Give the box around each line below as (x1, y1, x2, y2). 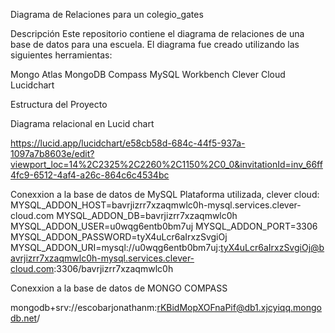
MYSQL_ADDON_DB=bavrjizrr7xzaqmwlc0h (56, 210, 238, 221)
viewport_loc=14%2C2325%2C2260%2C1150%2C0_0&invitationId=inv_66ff (10, 159, 323, 170)
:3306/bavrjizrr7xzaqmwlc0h (53, 263, 174, 274)
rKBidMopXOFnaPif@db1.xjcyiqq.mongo (156, 302, 322, 313)
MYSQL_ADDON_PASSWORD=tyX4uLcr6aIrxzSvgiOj (10, 231, 228, 243)
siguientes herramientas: (10, 49, 113, 61)
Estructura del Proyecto (10, 99, 108, 110)
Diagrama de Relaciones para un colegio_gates (10, 9, 204, 20)
